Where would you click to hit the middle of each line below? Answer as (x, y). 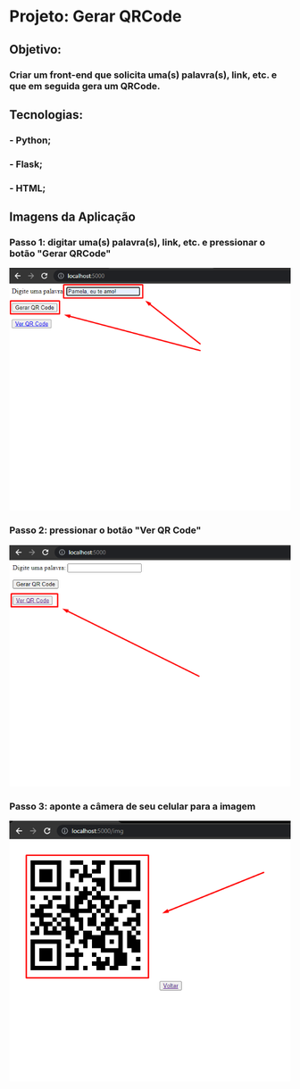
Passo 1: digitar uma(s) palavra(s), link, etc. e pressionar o (137, 242)
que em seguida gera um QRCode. (85, 86)
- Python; (30, 140)
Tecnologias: (46, 115)
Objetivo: (36, 50)
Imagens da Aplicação (72, 217)
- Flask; (26, 164)
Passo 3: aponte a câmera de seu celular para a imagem (133, 806)
